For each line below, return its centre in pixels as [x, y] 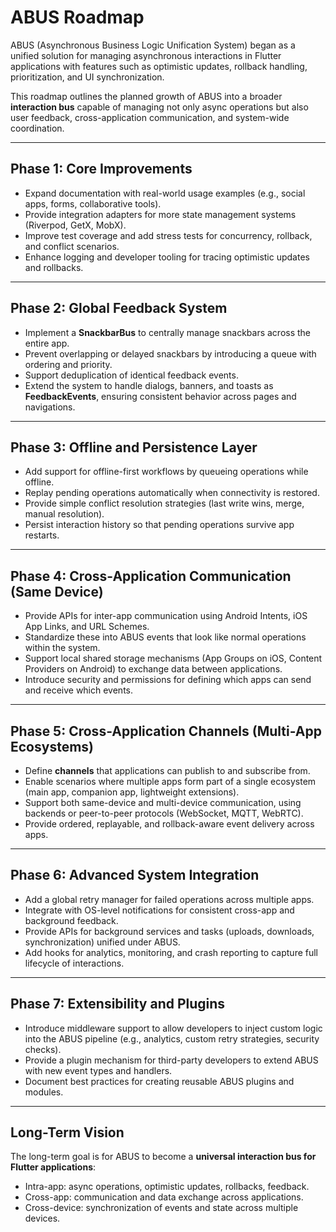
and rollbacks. [54, 267]
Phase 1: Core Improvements [101, 169]
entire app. [47, 343]
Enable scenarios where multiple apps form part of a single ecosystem [170, 781]
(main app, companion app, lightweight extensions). [132, 792]
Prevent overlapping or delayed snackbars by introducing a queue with [170, 353]
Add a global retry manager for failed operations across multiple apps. [169, 899]
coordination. [37, 128]
